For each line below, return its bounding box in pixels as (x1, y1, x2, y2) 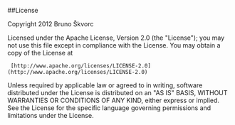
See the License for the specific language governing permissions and (7, 104, 211, 112)
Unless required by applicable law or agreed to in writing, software (7, 81, 203, 89)
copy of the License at (7, 49, 73, 57)
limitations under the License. (7, 112, 94, 119)
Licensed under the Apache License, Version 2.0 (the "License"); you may (7, 33, 225, 42)
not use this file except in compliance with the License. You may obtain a (7, 41, 221, 49)
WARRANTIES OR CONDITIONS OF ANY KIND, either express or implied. (7, 96, 219, 104)
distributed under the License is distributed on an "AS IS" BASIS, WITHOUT (7, 89, 228, 97)
